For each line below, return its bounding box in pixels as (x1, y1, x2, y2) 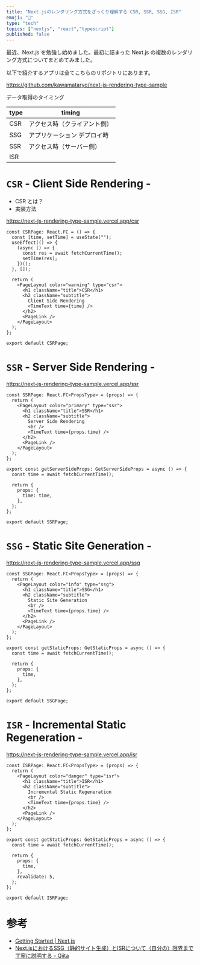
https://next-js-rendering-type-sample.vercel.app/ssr (6, 381, 139, 387)
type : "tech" (6, 20, 39, 26)
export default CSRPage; (6, 340, 69, 347)
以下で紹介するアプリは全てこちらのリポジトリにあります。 (6, 69, 154, 76)
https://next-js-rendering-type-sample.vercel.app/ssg (6, 559, 140, 566)
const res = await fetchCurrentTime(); (22, 250, 122, 257)
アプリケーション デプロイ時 (28, 131, 109, 140)
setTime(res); (22, 255, 58, 262)
